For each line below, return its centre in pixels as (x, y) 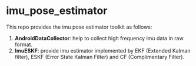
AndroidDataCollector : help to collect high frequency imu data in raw (99, 38)
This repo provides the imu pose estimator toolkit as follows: (79, 27)
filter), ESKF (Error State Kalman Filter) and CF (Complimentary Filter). (99, 57)
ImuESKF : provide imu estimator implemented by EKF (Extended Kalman (102, 50)
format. (24, 44)
